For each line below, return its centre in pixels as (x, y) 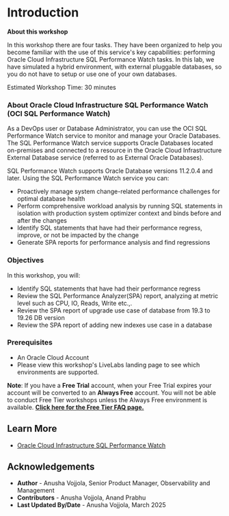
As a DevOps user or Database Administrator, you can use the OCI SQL (107, 129)
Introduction (43, 13)
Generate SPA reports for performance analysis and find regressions (113, 243)
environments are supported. (58, 372)
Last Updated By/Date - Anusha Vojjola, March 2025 (91, 505)
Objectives (26, 260)
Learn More (32, 429)
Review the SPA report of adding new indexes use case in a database (114, 325)
